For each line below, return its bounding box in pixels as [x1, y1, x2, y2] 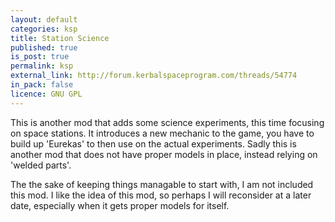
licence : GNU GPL [10, 89, 83, 99]
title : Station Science [10, 33, 110, 43]
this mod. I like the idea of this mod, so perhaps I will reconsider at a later [10, 189, 312, 201]
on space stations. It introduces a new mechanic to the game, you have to [10, 127, 315, 139]
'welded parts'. [10, 159, 72, 171]
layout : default [10, 14, 78, 25]
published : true [10, 42, 78, 53]
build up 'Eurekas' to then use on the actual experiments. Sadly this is [10, 137, 297, 150]
